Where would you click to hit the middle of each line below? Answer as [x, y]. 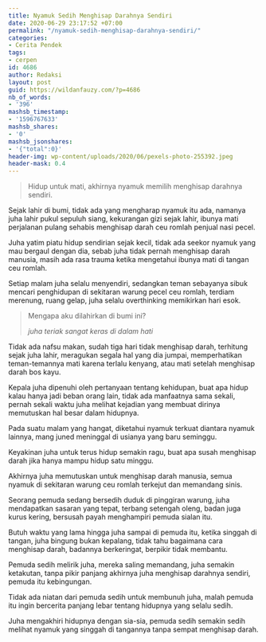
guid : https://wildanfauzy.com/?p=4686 [74, 90]
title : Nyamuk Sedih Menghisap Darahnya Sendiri [90, 16]
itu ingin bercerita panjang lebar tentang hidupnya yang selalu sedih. [121, 605]
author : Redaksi [35, 75]
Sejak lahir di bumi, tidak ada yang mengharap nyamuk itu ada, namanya [127, 210]
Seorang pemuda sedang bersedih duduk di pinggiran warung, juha [119, 500]
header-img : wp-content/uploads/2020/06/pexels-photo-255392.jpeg [121, 156]
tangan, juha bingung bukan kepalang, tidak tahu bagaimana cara [115, 541]
